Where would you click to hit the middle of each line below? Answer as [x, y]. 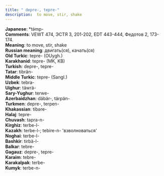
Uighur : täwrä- [21, 87]
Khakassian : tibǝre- [26, 109]
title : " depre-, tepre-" [32, 10]
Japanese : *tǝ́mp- [24, 29]
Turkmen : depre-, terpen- [32, 104]
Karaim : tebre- [21, 157]
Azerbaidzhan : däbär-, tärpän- [38, 98]
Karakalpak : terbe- [25, 162]
